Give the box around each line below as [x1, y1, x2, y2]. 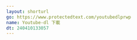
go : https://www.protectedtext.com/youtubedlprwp [6, 14, 132, 20]
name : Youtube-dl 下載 [6, 19, 60, 25]
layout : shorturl [6, 8, 49, 15]
